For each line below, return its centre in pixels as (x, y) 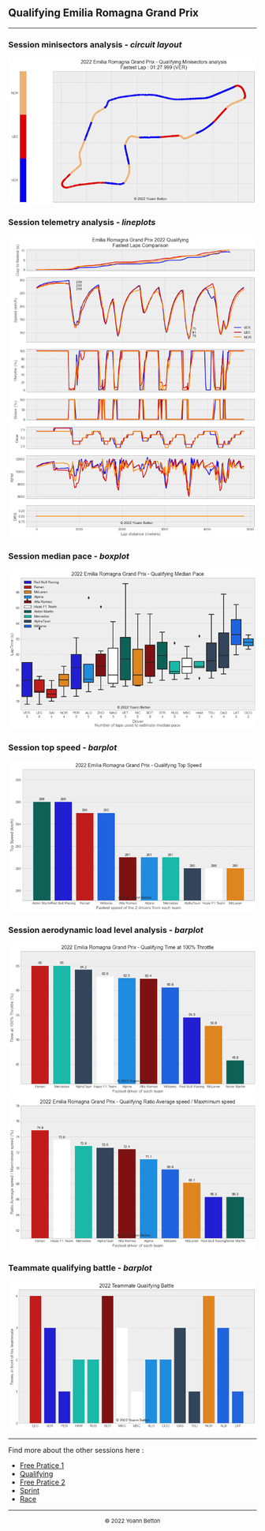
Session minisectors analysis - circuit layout (95, 44)
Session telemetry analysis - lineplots (82, 223)
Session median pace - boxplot (69, 556)
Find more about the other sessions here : (76, 1450)
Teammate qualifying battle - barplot (80, 1268)
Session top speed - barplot (63, 747)
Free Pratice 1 (42, 1465)
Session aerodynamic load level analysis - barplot (106, 930)
